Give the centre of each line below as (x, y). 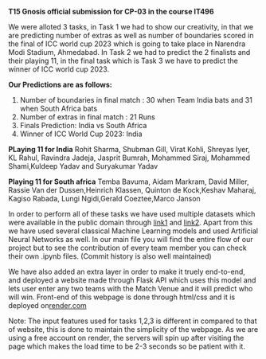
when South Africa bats (59, 108)
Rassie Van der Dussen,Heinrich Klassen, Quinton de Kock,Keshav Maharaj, (132, 190)
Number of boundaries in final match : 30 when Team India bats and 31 (136, 100)
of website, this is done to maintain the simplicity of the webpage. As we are (133, 329)
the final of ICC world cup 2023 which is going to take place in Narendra (127, 44)
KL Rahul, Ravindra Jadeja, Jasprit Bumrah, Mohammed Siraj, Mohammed (129, 158)
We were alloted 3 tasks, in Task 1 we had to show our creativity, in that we (131, 27)
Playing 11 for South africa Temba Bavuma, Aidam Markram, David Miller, (129, 181)
